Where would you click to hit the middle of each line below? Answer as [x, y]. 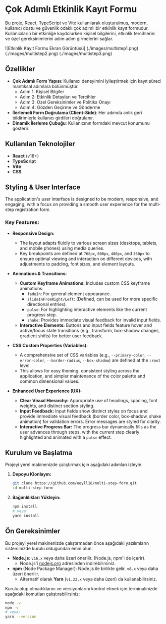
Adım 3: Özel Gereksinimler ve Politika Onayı [65, 102]
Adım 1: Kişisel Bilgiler [42, 91]
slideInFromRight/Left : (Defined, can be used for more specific [92, 299]
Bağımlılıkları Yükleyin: [36, 497]
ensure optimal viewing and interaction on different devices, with [86, 259]
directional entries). [47, 304]
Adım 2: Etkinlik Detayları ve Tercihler [58, 97]
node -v [13, 603]
